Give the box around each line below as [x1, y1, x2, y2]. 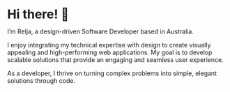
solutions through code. [7, 77, 75, 84]
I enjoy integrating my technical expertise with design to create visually [7, 41, 211, 49]
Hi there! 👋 [7, 6, 70, 22]
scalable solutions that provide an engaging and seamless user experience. [7, 56, 224, 63]
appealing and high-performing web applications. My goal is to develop [7, 48, 213, 56]
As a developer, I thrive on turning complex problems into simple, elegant [7, 69, 217, 77]
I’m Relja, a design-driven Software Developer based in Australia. [7, 27, 194, 36]
